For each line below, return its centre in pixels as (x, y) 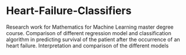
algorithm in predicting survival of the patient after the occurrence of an (93, 39)
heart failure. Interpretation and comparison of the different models (87, 46)
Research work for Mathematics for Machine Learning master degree (90, 27)
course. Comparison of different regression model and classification (89, 33)
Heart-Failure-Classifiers (69, 11)
